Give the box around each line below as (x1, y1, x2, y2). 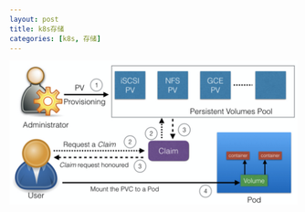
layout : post (9, 15, 59, 24)
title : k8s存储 (9, 24, 65, 34)
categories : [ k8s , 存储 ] (9, 34, 101, 43)
